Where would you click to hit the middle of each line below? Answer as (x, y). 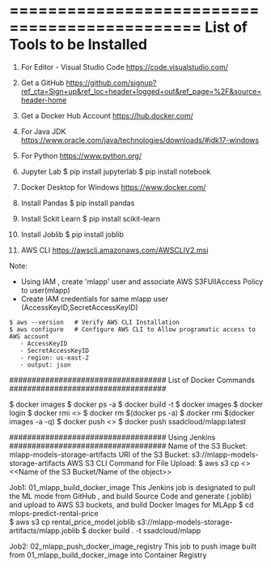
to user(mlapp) (46, 290)
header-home (44, 100)
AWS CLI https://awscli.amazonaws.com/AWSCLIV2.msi (114, 250)
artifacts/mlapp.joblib (44, 530)
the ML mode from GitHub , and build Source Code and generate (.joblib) (131, 496)
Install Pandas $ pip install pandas (78, 203)
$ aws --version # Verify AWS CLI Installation (95, 322)
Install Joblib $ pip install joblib (72, 234)
